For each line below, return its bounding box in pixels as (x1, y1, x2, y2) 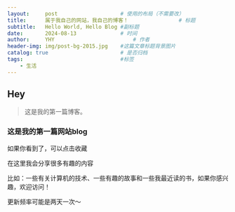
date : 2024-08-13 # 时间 (7, 29, 137, 37)
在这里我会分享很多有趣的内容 (7, 159, 93, 167)
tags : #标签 (7, 56, 135, 63)
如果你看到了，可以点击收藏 (7, 144, 88, 153)
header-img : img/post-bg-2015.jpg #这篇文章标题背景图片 (7, 43, 176, 50)
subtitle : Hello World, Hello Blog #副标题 (7, 23, 140, 30)
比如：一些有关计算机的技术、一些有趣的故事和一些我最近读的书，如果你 (7, 174, 216, 182)
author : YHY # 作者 (7, 36, 150, 43)
